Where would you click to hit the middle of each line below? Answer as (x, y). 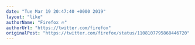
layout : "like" (25, 17)
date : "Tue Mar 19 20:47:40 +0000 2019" (56, 11)
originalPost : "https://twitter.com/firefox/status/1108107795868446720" (98, 33)
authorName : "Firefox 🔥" (37, 22)
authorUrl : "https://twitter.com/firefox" (59, 28)
